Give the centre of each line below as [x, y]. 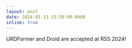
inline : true [22, 22]
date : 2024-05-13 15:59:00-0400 [46, 17]
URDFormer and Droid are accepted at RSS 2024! [66, 39]
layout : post [22, 11]
